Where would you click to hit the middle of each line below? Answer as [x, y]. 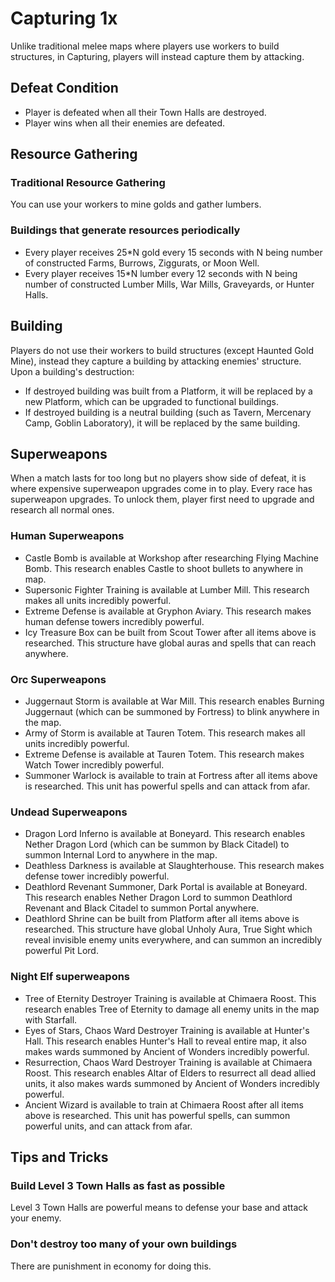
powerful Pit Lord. [61, 951]
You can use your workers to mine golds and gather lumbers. [136, 204]
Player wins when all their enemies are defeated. [125, 123]
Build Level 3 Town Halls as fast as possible [118, 1185]
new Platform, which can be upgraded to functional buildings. [151, 401]
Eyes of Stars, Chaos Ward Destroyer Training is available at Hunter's [167, 1030]
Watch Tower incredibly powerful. [94, 764]
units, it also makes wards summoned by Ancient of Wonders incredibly [172, 1083]
